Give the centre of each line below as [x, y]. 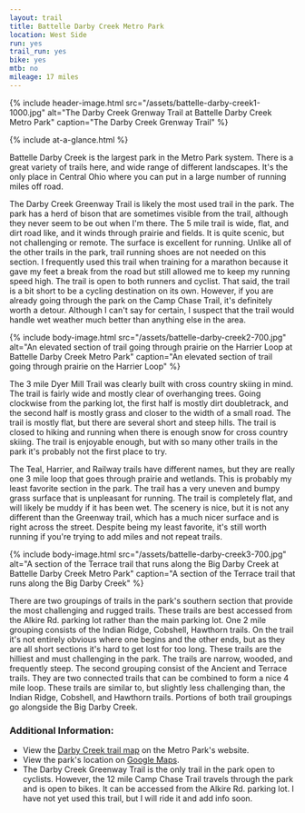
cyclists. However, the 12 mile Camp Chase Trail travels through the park [157, 779]
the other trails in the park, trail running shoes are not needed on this [138, 252]
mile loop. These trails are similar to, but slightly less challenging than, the [148, 688]
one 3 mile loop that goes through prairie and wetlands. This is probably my [151, 479]
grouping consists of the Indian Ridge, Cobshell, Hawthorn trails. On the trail [152, 630]
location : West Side [49, 35]
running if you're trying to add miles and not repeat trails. [116, 536]
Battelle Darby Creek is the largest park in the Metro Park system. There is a [152, 157]
